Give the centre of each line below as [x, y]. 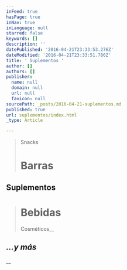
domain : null [27, 88]
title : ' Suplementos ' [35, 60]
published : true [26, 110]
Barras [37, 166]
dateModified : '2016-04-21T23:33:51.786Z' [59, 55]
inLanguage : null [27, 28]
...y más [21, 247]
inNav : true [20, 22]
